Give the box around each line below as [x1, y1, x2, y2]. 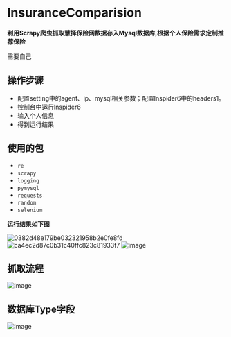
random [17, 199, 37, 206]
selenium [17, 207, 43, 214]
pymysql [17, 184, 39, 191]
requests [17, 192, 43, 199]
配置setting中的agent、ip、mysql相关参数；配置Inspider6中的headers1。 [17, 94, 225, 102]
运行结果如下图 [7, 220, 50, 228]
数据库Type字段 [7, 303, 75, 315]
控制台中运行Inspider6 [17, 103, 81, 111]
